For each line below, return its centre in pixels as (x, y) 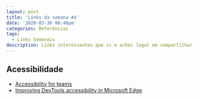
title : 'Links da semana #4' (43, 17)
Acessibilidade (35, 69)
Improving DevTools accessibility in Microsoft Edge (78, 90)
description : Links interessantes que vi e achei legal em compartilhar (99, 46)
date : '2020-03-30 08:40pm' (42, 23)
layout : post (23, 12)
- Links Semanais (33, 40)
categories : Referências (37, 28)
